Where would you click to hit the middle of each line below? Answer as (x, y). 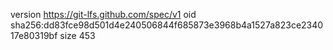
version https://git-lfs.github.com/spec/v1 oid (103, 14)
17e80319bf (34, 35)
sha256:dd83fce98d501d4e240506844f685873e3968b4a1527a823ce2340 (167, 25)
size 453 (77, 35)
